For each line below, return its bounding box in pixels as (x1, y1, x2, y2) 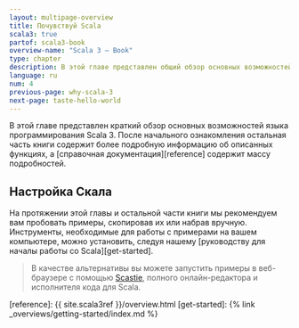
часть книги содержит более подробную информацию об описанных (9, 139, 273, 150)
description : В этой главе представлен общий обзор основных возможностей (9, 63, 293, 72)
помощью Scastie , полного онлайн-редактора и (75, 273, 258, 283)
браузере (30, 273, 68, 283)
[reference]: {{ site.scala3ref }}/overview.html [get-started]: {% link (9, 299, 255, 310)
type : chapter (9, 54, 62, 63)
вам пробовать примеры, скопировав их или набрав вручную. (9, 217, 247, 228)
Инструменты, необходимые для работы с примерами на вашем (9, 226, 257, 237)
